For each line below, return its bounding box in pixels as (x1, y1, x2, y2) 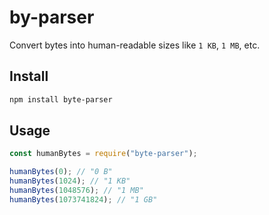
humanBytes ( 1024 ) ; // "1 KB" (9, 176, 131, 186)
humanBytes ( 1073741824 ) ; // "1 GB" (9, 194, 158, 205)
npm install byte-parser (9, 94, 113, 105)
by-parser (9, 6, 95, 29)
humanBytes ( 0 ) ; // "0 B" (9, 167, 113, 177)
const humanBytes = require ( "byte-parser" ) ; (9, 149, 198, 159)
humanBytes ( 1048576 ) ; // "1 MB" (9, 186, 144, 196)
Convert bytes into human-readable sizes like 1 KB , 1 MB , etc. (9, 39, 261, 51)
